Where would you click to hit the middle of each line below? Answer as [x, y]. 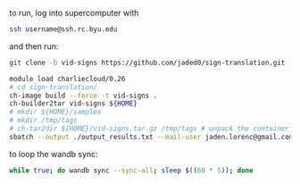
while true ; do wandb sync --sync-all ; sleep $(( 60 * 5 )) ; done [131, 170]
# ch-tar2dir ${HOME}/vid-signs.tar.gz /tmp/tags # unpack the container [150, 129]
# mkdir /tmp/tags [43, 121]
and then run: [34, 46]
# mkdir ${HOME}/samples [55, 112]
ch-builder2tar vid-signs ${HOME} [74, 104]
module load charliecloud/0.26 [67, 79]
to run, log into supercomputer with [74, 13]
